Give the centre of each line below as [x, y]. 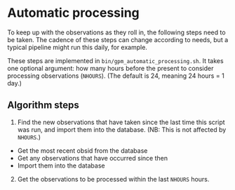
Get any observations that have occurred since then [93, 158]
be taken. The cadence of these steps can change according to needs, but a [118, 39]
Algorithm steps [43, 106]
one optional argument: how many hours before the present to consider [110, 68]
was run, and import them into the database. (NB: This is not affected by [122, 129]
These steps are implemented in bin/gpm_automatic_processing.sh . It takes [115, 60]
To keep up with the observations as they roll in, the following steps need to [116, 32]
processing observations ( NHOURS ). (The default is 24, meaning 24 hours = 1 [116, 76]
